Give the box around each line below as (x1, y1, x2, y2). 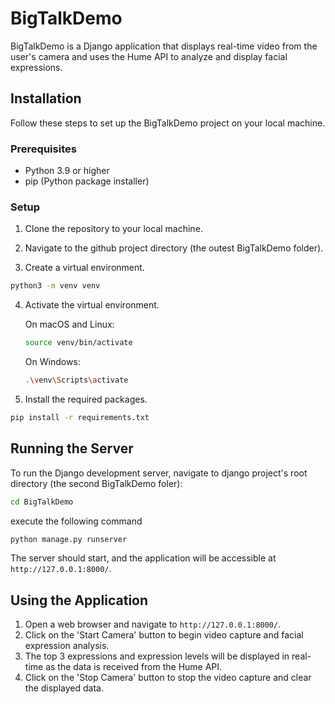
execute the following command (10, 515, 143, 527)
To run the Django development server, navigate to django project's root (10, 467, 308, 479)
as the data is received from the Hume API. (45, 661, 223, 673)
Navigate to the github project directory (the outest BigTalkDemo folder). (24, 242, 324, 254)
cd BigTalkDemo (10, 497, 74, 507)
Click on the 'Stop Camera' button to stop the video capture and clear (24, 672, 312, 684)
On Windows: (24, 356, 81, 368)
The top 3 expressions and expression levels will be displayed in (24, 650, 290, 662)
